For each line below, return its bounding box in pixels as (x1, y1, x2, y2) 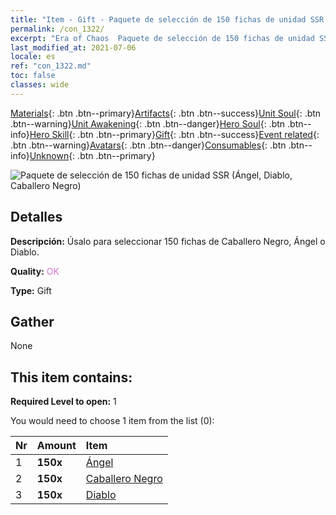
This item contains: (10, 369, 133, 386)
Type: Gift (10, 284, 52, 296)
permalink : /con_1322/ (10, 24, 105, 34)
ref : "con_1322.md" (10, 61, 92, 71)
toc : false (10, 71, 56, 81)
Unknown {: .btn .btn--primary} (29, 149, 156, 161)
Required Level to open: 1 (10, 396, 117, 408)
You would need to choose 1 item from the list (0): (10, 415, 215, 427)
